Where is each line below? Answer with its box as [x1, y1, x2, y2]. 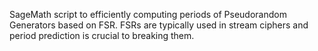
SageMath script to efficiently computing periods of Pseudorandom [9, 9, 287, 20]
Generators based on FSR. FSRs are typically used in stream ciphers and [9, 19, 309, 31]
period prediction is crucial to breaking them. [9, 30, 195, 41]
